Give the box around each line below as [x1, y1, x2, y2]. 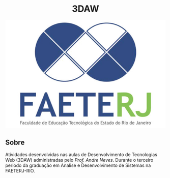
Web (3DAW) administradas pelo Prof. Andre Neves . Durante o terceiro [5, 157, 154, 163]
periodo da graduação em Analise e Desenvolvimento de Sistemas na [5, 162, 151, 168]
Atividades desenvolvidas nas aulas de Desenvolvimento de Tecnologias [5, 151, 158, 158]
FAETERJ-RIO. [5, 167, 35, 173]
